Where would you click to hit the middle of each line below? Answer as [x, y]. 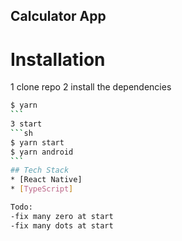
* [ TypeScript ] [42, 189]
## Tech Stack [40, 170]
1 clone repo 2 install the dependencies [91, 87]
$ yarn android [42, 152]
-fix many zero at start [62, 216]
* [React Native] [46, 180]
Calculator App [58, 16]
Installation [58, 59]
